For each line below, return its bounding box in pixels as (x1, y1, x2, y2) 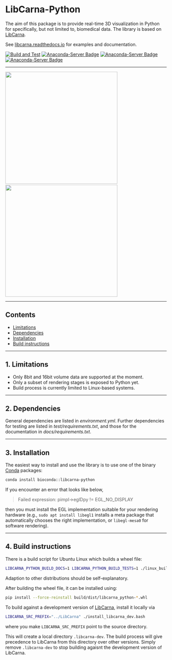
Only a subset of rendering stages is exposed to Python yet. (12, 379, 140, 385)
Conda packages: (5, 467, 42, 474)
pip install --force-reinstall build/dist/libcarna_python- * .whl (5, 595, 147, 600)
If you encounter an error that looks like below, (5, 486, 104, 493)
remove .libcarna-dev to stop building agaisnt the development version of (5, 644, 162, 650)
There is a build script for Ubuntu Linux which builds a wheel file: (5, 556, 142, 562)
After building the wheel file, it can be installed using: (5, 585, 117, 591)
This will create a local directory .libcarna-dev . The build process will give (5, 633, 163, 640)
